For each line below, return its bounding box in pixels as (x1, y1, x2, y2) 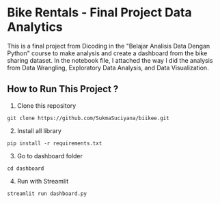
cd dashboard (7, 165, 44, 172)
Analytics (7, 19, 63, 35)
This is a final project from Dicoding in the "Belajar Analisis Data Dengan (7, 42, 210, 50)
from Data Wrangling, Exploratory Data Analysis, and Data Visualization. (7, 63, 210, 72)
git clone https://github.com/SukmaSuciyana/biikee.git (7, 115, 169, 121)
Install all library (16, 126, 61, 134)
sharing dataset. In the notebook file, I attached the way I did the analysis (7, 56, 213, 64)
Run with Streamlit (16, 177, 69, 185)
